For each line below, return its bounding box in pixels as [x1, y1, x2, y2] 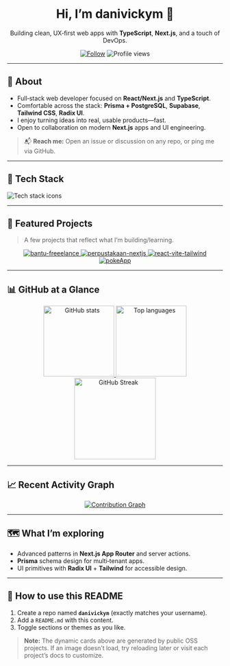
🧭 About [7, 76, 42, 88]
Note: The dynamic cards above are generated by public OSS [23, 636, 199, 645]
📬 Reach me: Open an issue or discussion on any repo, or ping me [23, 137, 214, 145]
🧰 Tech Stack [7, 173, 64, 185]
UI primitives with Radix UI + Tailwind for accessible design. [16, 564, 188, 572]
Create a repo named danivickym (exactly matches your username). [16, 608, 207, 617]
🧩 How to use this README [7, 590, 123, 602]
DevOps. [102, 36, 128, 44]
